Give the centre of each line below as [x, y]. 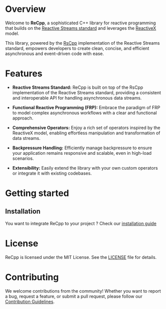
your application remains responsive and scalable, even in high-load [82, 153]
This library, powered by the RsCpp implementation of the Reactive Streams [83, 43]
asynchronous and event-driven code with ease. [55, 54]
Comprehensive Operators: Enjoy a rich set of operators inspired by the [86, 127]
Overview [26, 9]
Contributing [32, 277]
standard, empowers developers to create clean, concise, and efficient [77, 48]
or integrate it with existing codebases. [52, 173]
